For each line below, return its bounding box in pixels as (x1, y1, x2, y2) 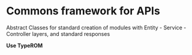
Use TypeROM (6, 42, 43, 49)
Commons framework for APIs (6, 4, 160, 18)
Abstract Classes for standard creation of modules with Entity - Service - (6, 24, 187, 31)
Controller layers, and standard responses (6, 30, 110, 37)
